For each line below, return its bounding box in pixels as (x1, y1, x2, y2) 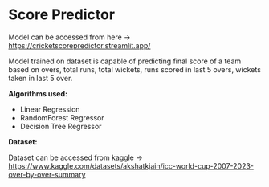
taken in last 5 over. (8, 73, 73, 83)
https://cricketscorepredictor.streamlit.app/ (8, 40, 151, 50)
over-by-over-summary (8, 169, 86, 179)
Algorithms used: (8, 88, 68, 98)
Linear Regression (19, 104, 80, 114)
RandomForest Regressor (19, 112, 104, 122)
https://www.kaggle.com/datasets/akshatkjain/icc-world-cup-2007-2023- (8, 161, 255, 170)
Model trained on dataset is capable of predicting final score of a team (8, 56, 242, 66)
